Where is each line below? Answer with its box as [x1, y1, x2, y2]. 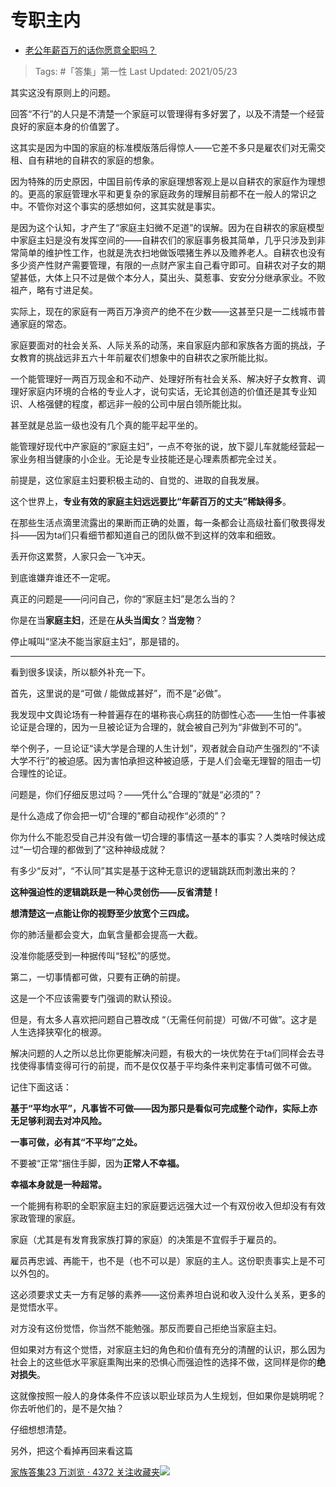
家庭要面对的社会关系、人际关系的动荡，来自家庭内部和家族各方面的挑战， [10, 339, 317, 351]
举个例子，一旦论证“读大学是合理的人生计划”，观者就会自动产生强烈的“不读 [10, 742, 320, 754]
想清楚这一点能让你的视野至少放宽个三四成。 [10, 907, 195, 919]
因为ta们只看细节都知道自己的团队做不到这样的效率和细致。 [36, 529, 282, 541]
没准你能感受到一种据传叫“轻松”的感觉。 [10, 949, 177, 961]
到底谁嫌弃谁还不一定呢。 [10, 571, 116, 583]
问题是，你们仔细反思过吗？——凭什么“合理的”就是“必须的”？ [10, 788, 263, 800]
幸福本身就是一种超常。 [10, 1178, 107, 1190]
